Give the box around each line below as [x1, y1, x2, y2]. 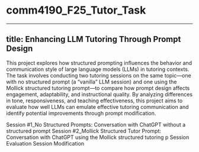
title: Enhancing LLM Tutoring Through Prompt [6, 34, 181, 44]
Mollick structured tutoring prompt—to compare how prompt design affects [6, 84, 190, 92]
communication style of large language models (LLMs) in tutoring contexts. [6, 66, 190, 73]
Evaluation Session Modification [6, 140, 85, 147]
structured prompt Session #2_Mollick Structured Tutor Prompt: [6, 127, 162, 134]
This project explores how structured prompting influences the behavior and [6, 59, 192, 66]
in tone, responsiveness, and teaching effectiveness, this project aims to [6, 97, 183, 104]
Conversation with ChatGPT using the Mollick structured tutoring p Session [6, 134, 190, 141]
